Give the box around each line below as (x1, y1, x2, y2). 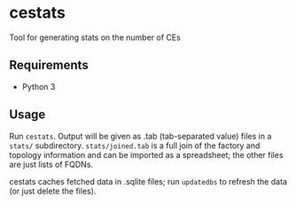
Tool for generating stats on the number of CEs (9, 32, 182, 43)
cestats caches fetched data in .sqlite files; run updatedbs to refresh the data (9, 176, 288, 186)
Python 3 (21, 81, 56, 91)
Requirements (9, 58, 89, 73)
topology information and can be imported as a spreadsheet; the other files (9, 149, 284, 160)
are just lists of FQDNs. (9, 159, 94, 170)
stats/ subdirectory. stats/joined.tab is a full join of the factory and (9, 140, 261, 151)
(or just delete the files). (9, 185, 97, 196)
